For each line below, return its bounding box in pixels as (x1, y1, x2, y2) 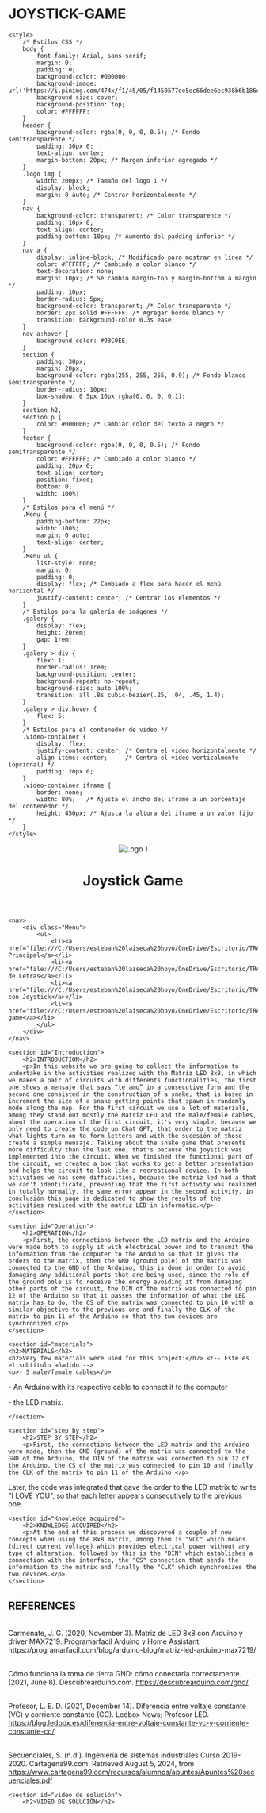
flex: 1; (36, 656, 66, 664)
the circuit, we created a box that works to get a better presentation (8, 1160, 253, 1168)
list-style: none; (36, 559, 97, 567)
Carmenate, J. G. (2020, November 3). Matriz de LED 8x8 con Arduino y (8, 1628, 243, 1637)
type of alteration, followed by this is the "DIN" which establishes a (8, 1549, 253, 1557)
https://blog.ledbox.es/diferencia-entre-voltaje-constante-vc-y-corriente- (8, 1718, 249, 1727)
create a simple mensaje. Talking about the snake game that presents (8, 1139, 246, 1148)
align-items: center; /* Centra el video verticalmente (36, 754, 239, 762)
